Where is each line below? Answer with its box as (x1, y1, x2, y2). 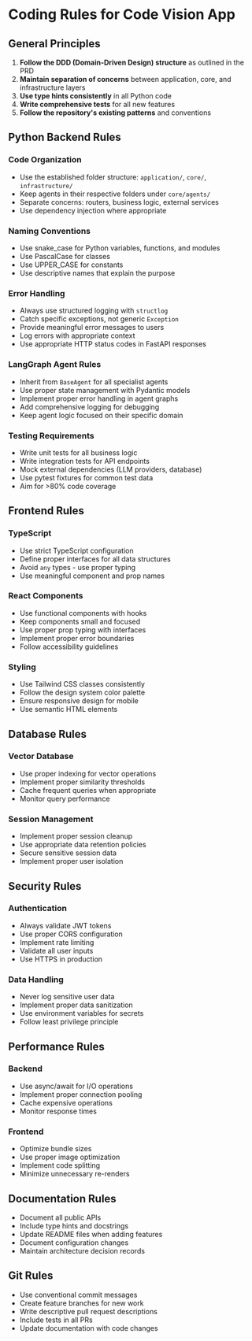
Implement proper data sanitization (19, 1000, 134, 1009)
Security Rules (8, 880, 82, 893)
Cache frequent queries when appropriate (19, 785, 157, 795)
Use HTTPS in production (19, 954, 103, 964)
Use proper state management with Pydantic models (19, 385, 191, 395)
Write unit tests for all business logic (19, 447, 138, 457)
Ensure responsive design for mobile (19, 696, 139, 706)
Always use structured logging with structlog (19, 306, 169, 316)
